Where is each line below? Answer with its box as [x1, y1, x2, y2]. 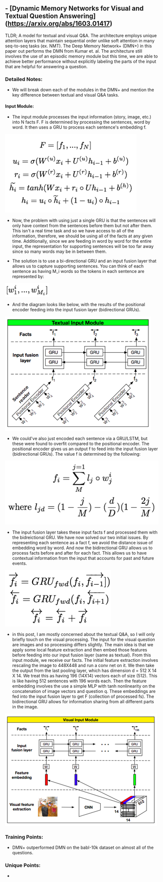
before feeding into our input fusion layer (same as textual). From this [12, 652, 151, 658]
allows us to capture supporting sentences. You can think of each [12, 263, 144, 269]
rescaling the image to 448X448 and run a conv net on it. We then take [12, 662, 155, 668]
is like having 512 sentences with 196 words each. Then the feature [12, 678, 147, 684]
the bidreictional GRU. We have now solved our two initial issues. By [12, 534, 148, 540]
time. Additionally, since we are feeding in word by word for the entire [12, 238, 152, 244]
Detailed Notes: [5, 76, 43, 82]
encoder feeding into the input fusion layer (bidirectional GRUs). [12, 307, 141, 313]
